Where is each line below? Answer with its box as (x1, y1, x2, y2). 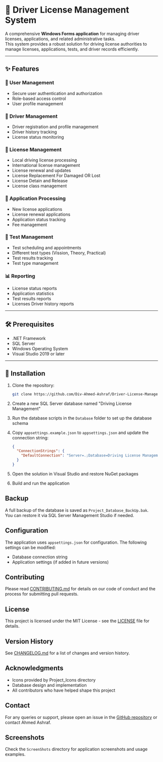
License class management (12, 183, 67, 189)
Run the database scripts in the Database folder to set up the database (12, 415, 152, 421)
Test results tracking (12, 255, 53, 261)
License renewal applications (12, 211, 70, 217)
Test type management (12, 260, 59, 266)
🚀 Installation (5, 370, 46, 378)
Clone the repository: (12, 382, 55, 388)
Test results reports (12, 296, 51, 302)
